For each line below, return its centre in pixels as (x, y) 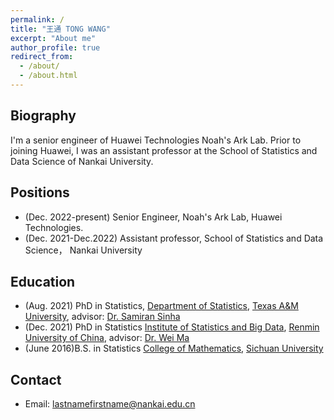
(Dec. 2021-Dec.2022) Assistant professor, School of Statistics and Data (174, 238)
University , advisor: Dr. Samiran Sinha (102, 317)
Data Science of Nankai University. (82, 161)
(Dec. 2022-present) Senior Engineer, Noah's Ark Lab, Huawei (153, 217)
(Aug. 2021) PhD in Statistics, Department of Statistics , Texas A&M (161, 306)
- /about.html (48, 76)
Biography (43, 116)
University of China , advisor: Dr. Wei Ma (107, 338)
